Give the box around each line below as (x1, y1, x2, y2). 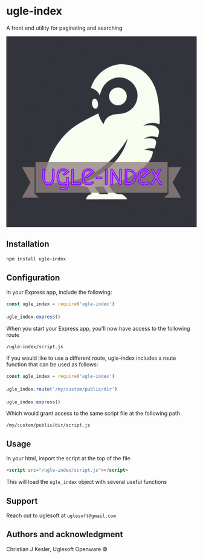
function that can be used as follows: (6, 361, 98, 368)
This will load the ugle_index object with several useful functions (6, 478, 167, 486)
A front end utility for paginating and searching (6, 24, 123, 31)
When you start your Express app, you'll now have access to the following (6, 325, 190, 332)
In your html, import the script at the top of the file (6, 455, 131, 462)
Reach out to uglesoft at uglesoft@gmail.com (6, 512, 116, 519)
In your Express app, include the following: (6, 289, 112, 296)
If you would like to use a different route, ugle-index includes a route (6, 354, 176, 362)
